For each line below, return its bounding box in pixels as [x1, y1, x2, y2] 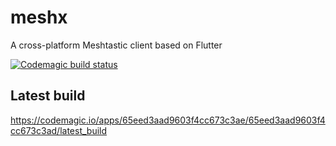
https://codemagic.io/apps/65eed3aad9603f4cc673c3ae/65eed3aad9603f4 [10, 114, 326, 126]
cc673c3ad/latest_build [10, 124, 108, 136]
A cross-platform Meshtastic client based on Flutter [10, 39, 223, 51]
